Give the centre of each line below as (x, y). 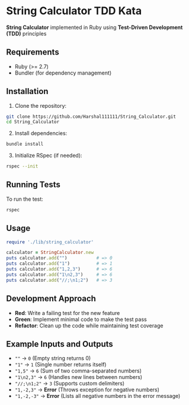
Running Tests (33, 185)
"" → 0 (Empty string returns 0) (53, 358)
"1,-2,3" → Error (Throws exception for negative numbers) (87, 390)
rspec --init (22, 166)
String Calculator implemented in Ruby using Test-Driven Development (94, 27)
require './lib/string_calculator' (50, 242)
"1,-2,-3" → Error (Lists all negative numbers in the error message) (97, 396)
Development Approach (51, 299)
